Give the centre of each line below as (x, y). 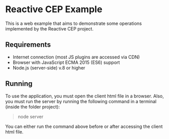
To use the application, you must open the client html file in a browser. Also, (84, 96)
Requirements (28, 45)
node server (31, 116)
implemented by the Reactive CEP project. (49, 28)
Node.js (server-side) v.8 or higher (49, 67)
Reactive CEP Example (54, 9)
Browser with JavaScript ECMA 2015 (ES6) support (66, 62)
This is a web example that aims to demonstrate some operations (74, 23)
